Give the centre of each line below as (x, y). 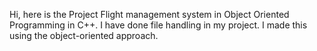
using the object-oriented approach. (84, 35)
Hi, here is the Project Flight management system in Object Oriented (149, 14)
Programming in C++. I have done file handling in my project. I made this (158, 25)
